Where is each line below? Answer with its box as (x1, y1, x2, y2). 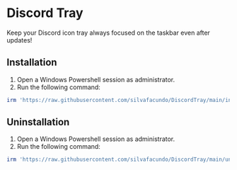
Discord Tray (6, 5, 83, 21)
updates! (6, 35, 33, 44)
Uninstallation (6, 116, 70, 128)
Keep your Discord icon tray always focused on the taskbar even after (6, 28, 210, 37)
